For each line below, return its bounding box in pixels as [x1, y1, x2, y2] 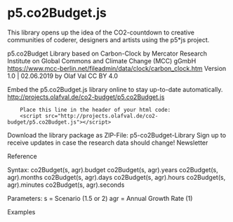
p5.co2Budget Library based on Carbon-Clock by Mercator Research [7, 49, 207, 58]
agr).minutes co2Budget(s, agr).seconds [7, 181, 125, 189]
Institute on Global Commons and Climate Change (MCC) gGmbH [7, 56, 197, 65]
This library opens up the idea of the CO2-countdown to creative [7, 28, 195, 37]
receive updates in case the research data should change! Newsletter [7, 138, 208, 147]
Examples [7, 207, 36, 216]
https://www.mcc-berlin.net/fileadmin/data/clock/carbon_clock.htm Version [7, 64, 227, 72]
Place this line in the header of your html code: [20, 106, 171, 113]
